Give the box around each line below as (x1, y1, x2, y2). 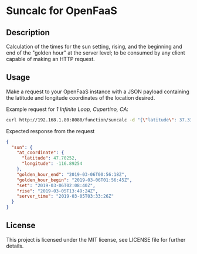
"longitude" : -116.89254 (21, 161, 83, 167)
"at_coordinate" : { (16, 150, 64, 156)
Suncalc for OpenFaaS (6, 4, 117, 18)
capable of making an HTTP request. (6, 56, 95, 62)
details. (6, 242, 24, 249)
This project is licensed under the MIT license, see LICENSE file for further (6, 236, 186, 243)
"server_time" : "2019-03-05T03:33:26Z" (16, 194, 114, 199)
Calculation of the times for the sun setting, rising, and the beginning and (6, 43, 183, 50)
